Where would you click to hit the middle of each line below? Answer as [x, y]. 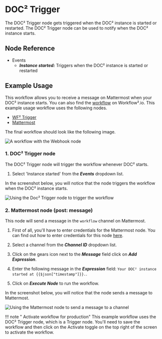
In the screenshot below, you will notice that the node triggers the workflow [80, 183]
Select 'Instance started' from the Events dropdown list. [68, 173]
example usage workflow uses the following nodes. [56, 108]
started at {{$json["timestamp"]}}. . [50, 274]
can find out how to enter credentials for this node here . [68, 236]
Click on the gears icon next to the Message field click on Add [74, 254]
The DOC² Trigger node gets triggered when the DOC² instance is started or [81, 23]
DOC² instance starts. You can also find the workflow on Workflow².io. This [80, 102]
